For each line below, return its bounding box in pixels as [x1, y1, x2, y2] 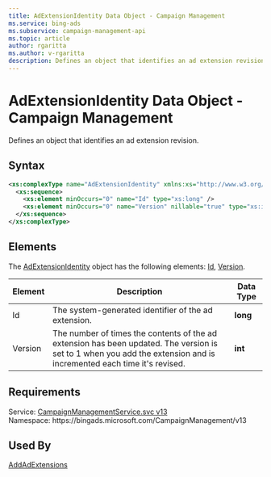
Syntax [8, 159, 45, 173]
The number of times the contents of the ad [52, 328, 218, 339]
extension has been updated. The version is [52, 337, 218, 349]
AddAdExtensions [8, 460, 69, 470]
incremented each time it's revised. [52, 358, 186, 369]
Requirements [8, 385, 81, 400]
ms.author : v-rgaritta [8, 49, 85, 57]
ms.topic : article [8, 34, 70, 43]
